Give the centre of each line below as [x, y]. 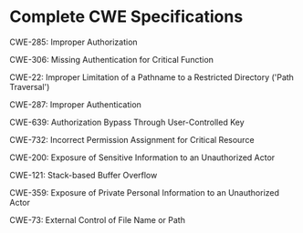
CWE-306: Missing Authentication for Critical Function [112, 59]
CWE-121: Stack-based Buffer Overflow [84, 175]
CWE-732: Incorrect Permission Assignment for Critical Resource [132, 139]
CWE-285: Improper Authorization [74, 42]
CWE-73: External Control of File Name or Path [97, 219]
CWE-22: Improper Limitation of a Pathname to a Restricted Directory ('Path [152, 77]
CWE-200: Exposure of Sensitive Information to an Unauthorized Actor [142, 157]
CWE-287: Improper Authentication [75, 104]
